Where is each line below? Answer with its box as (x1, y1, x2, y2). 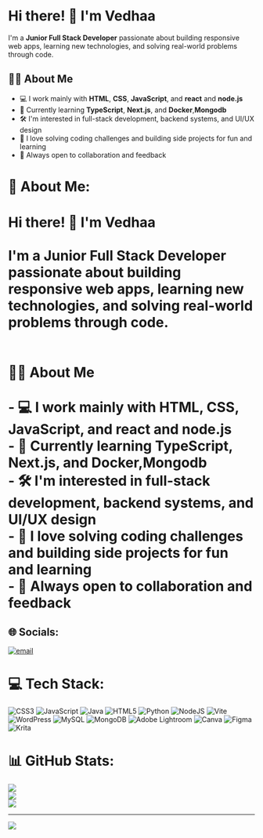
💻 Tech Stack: (8, 675, 105, 693)
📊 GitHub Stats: (8, 752, 115, 770)
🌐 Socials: (8, 625, 59, 639)
